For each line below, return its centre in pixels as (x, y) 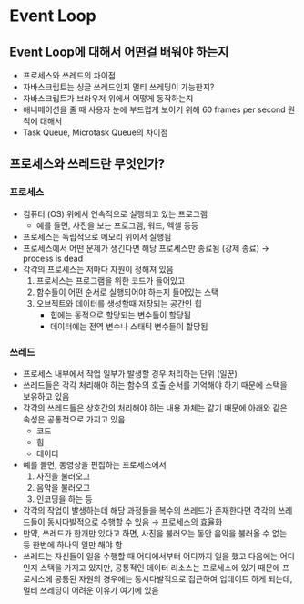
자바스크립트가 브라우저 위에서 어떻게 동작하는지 (108, 98)
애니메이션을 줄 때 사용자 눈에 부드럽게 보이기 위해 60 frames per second (154, 109)
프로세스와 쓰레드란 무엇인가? (87, 164)
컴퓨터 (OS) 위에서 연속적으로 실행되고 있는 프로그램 (115, 213)
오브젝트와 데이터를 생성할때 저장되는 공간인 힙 (119, 303)
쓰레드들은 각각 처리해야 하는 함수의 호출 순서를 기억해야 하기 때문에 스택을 (155, 385)
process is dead (53, 258)
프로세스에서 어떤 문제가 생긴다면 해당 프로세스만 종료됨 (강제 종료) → (146, 248)
